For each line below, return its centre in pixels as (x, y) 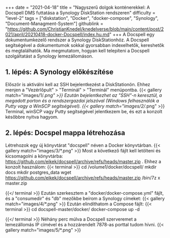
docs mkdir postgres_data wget (38, 172)
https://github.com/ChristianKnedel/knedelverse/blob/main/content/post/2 (86, 29)
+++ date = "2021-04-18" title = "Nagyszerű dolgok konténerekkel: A (78, 7)
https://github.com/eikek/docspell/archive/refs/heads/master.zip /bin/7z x (83, 177)
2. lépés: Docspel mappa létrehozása (65, 133)
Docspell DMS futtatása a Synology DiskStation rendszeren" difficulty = (80, 13)
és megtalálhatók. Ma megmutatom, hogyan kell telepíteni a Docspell (77, 51)
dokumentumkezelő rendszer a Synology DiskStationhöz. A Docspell (77, 40)
